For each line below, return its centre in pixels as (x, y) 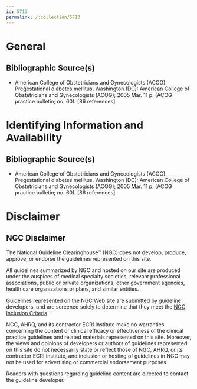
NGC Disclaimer (36, 238)
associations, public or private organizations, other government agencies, (96, 283)
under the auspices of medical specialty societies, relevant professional (93, 276)
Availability (34, 137)
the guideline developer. (35, 380)
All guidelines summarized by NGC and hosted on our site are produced (93, 270)
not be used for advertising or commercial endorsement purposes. (87, 362)
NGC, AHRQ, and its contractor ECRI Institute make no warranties (85, 324)
